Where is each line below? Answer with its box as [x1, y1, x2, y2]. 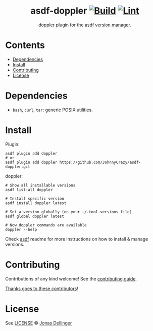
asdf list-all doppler [5, 187, 53, 192]
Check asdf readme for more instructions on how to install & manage [5, 235, 148, 242]
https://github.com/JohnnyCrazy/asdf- [59, 160, 141, 165]
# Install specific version [5, 196, 65, 201]
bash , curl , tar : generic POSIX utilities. [12, 107, 93, 113]
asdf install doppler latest [5, 200, 67, 206]
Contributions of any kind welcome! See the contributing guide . [5, 275, 137, 281]
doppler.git [5, 164, 30, 169]
